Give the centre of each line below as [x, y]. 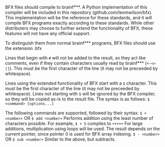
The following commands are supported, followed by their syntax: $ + [76, 113]
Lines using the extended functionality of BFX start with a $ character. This [81, 83]
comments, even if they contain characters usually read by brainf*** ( [76, 63]
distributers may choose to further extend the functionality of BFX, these [79, 28]
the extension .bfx [23, 48]
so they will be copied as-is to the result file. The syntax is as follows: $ [77, 99]
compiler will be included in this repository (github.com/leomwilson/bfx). [79, 12]
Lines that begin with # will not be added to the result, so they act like [75, 58]
